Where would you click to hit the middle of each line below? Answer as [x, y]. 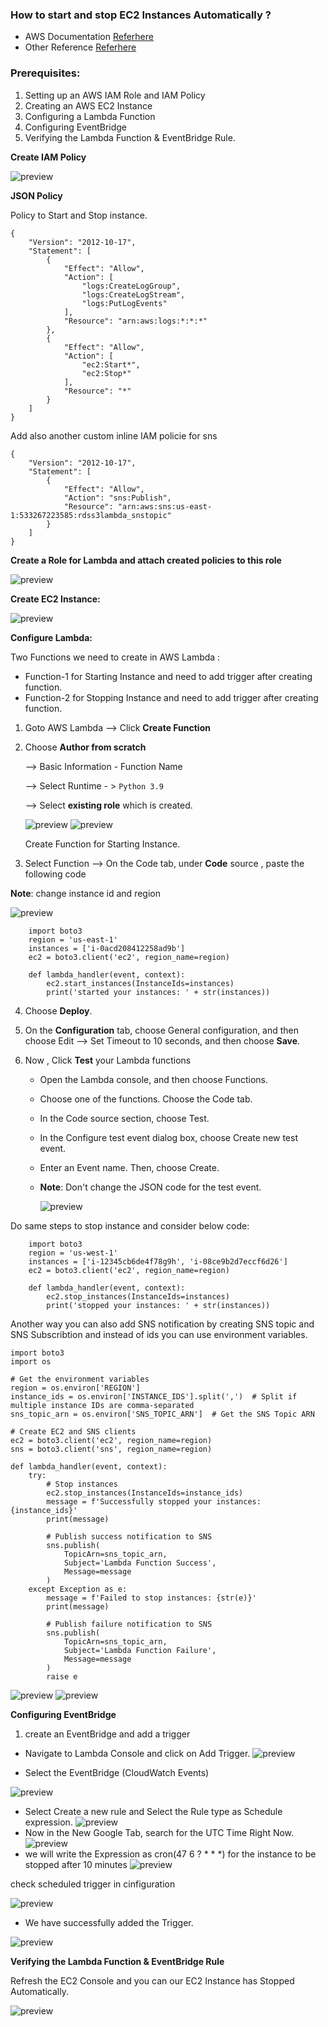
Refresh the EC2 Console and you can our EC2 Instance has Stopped [152, 1980]
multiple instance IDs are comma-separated [102, 1405]
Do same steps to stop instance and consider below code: [130, 1225]
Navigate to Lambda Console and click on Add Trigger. [137, 1753]
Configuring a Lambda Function [90, 116]
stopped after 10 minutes [76, 1864]
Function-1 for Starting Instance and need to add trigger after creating [168, 676]
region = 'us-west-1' [73, 1253]
